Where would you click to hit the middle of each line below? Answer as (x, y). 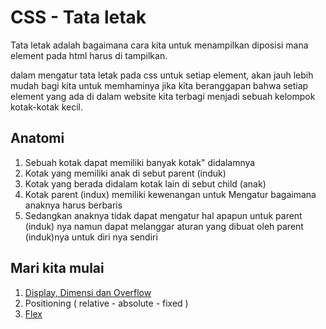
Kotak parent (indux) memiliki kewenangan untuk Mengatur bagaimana (170, 194)
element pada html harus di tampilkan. (89, 55)
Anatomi (37, 138)
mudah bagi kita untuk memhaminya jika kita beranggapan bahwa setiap (159, 85)
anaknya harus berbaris (73, 205)
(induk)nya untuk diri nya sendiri (91, 237)
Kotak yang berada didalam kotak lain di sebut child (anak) (145, 183)
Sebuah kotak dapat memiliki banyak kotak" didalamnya (140, 162)
